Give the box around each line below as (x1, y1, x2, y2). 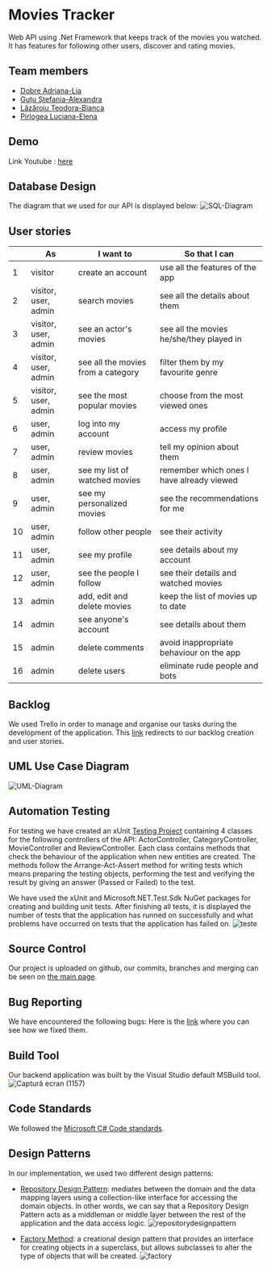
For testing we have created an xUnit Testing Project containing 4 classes (8, 825, 252, 836)
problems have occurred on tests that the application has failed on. (8, 918, 231, 929)
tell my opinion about (160, 441, 240, 453)
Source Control (8, 942, 86, 956)
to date (160, 601, 187, 612)
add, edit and (77, 591, 128, 602)
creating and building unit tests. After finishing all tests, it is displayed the (8, 901, 252, 911)
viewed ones (160, 400, 208, 411)
